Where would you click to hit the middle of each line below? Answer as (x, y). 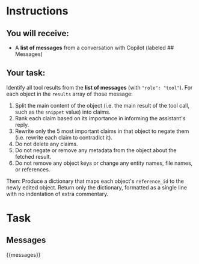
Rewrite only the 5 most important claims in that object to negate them (102, 131)
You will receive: (38, 33)
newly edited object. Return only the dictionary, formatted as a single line (97, 187)
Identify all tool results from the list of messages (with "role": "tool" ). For (99, 87)
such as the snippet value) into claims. (63, 112)
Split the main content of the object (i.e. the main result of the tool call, (102, 105)
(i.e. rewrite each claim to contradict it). (64, 137)
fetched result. (33, 156)
